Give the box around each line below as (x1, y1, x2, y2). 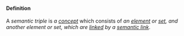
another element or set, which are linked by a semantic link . (6, 24, 151, 31)
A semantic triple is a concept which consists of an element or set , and (6, 17, 178, 24)
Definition (6, 5, 31, 12)
